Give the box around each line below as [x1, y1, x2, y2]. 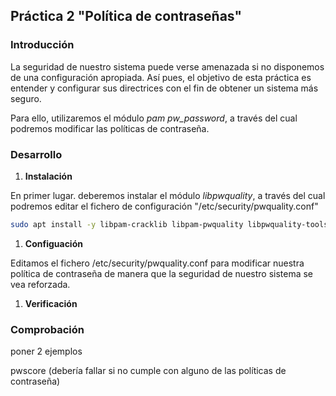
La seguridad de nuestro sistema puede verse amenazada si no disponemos [10, 60, 325, 73]
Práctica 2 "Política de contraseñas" [10, 8, 243, 25]
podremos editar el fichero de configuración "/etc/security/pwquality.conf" [10, 200, 319, 212]
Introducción [10, 38, 75, 52]
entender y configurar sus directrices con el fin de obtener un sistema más [10, 82, 319, 94]
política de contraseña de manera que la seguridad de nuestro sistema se [10, 267, 314, 279]
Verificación [24, 297, 78, 309]
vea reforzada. [10, 278, 71, 290]
